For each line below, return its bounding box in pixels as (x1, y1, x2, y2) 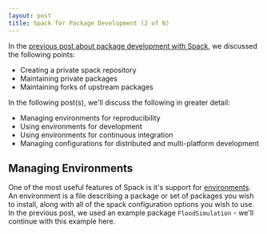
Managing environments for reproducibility (19, 113, 161, 122)
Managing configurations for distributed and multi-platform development (19, 138, 260, 148)
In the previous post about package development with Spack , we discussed (8, 41, 258, 50)
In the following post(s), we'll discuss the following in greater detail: (8, 97, 230, 107)
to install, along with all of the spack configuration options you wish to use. (8, 200, 254, 209)
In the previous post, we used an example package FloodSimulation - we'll (8, 208, 254, 218)
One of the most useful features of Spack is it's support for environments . (8, 183, 252, 192)
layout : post (8, 11, 52, 20)
